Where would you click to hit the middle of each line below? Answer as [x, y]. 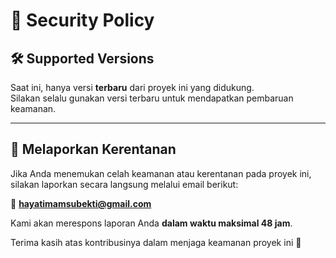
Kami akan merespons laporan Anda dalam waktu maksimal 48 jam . [151, 223]
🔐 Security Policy [82, 20]
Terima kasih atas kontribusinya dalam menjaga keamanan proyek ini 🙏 [156, 242]
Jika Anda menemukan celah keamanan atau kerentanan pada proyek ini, [161, 173]
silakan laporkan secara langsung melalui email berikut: [124, 184]
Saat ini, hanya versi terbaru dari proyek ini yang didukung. [132, 87]
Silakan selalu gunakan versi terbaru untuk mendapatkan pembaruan [152, 98]
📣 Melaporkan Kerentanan [93, 149]
